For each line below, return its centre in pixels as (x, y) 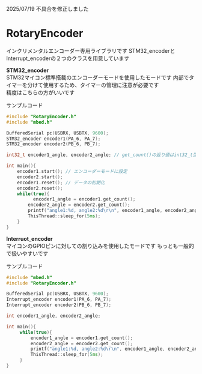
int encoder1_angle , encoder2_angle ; (54, 316)
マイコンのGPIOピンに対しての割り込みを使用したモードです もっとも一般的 (100, 246)
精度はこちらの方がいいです (41, 92)
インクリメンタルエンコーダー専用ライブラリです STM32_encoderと (91, 50)
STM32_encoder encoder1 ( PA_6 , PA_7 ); (54, 139)
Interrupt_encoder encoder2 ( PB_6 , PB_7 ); (59, 305)
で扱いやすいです (27, 253)
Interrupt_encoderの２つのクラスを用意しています (68, 58)
